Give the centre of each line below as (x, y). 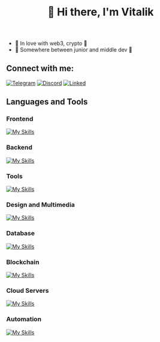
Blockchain (23, 262)
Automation (24, 319)
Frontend (20, 119)
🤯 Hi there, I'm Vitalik (101, 12)
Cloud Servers (28, 290)
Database (20, 233)
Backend (19, 148)
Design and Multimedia (40, 205)
